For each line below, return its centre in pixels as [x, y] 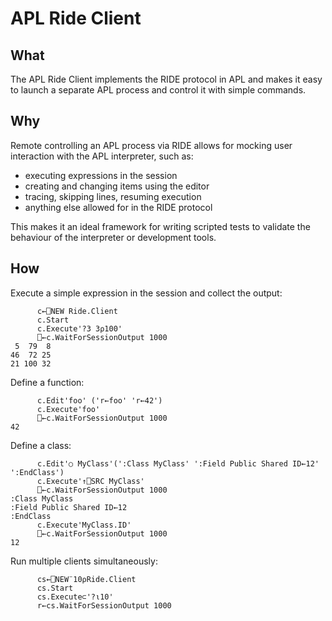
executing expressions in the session [101, 175]
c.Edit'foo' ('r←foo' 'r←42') [99, 400]
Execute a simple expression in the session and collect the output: [146, 293]
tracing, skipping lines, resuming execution [113, 196]
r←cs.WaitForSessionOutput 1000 [104, 605]
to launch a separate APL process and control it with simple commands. [158, 90]
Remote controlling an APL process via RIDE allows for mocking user [151, 145]
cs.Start [55, 588]
